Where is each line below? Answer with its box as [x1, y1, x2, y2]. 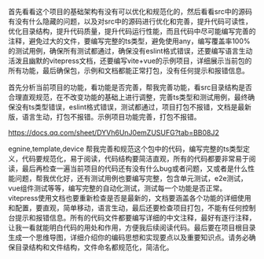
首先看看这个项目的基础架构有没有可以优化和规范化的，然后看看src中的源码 [8, 7, 253, 16]
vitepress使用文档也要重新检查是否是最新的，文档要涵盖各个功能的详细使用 [8, 194, 251, 202]
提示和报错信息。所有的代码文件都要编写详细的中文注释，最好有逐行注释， [14, 213, 256, 222]
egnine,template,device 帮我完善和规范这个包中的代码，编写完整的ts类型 [8, 144, 244, 154]
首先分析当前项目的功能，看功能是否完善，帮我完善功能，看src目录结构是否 [8, 83, 253, 92]
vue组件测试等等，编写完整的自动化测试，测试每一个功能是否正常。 [8, 183, 227, 193]
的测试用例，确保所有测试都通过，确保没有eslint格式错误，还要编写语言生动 [8, 46, 253, 55]
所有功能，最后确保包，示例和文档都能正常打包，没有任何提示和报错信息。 [8, 66, 249, 75]
